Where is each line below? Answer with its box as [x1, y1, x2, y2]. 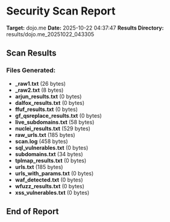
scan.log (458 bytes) [14, 138, 68, 145]
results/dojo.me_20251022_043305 [6, 30, 95, 37]
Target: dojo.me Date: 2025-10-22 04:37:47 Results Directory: [6, 24, 164, 31]
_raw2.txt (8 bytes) [14, 86, 64, 94]
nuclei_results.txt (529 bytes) [14, 125, 90, 132]
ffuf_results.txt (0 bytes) [14, 106, 78, 113]
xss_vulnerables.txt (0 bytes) [14, 189, 90, 196]
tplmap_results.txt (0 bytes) [14, 157, 87, 164]
